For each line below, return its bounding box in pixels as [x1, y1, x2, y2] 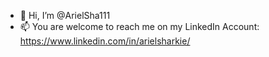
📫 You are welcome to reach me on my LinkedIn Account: [19, 21, 260, 32]
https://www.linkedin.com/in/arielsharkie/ [19, 35, 191, 47]
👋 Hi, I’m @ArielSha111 [19, 10, 111, 21]
